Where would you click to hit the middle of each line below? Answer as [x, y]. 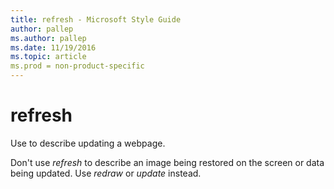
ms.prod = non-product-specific [77, 66]
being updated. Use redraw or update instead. [106, 173]
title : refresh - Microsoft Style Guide [96, 19]
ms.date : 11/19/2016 [53, 47]
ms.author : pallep [48, 38]
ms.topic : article [48, 57]
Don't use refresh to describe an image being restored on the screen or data [167, 162]
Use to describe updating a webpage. [88, 143]
